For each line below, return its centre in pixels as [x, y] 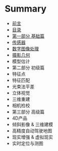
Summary [25, 9]
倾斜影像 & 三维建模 [33, 124]
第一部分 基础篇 [28, 36]
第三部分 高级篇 [28, 112]
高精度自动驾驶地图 [32, 131]
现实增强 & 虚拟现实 [33, 137]
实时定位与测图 [27, 143]
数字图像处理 [25, 48]
